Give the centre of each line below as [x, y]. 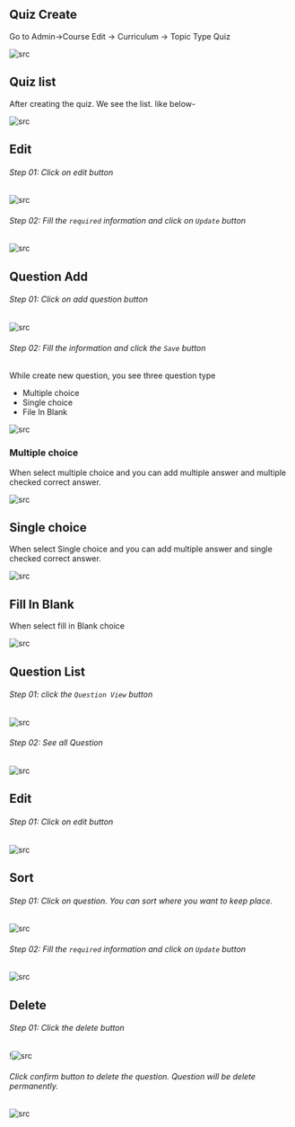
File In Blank [45, 412]
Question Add [48, 276]
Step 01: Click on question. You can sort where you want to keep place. [141, 901]
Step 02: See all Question [56, 743]
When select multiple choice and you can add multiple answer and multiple [148, 472]
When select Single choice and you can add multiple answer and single [141, 549]
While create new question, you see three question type [113, 375]
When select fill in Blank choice [67, 626]
